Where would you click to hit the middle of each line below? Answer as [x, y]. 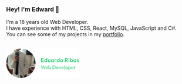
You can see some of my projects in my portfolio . [65, 34]
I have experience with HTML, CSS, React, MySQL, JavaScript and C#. [92, 28]
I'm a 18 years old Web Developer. [47, 22]
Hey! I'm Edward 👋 [33, 9]
